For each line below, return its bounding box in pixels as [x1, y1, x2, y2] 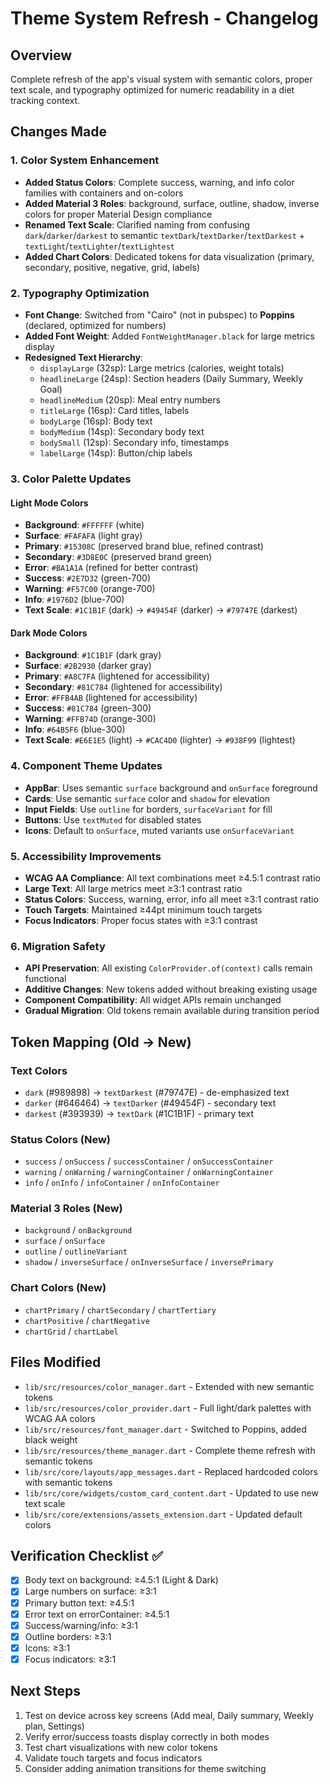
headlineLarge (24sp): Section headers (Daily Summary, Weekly [39, 372, 304, 384]
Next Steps [10, 1683, 81, 1700]
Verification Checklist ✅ [10, 1547, 163, 1564]
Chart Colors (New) [10, 1281, 107, 1295]
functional [24, 973, 67, 985]
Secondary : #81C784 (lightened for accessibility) [24, 681, 223, 693]
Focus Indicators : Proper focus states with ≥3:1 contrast [24, 914, 258, 926]
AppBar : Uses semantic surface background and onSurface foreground [24, 782, 318, 794]
